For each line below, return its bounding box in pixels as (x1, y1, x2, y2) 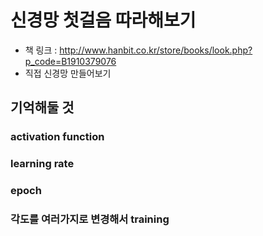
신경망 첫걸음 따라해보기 (10, 9, 197, 32)
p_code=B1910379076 (24, 55, 117, 67)
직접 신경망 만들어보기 (24, 67, 112, 79)
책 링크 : (24, 44, 58, 56)
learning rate (10, 157, 75, 171)
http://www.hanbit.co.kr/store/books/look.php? (59, 44, 253, 56)
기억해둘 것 (10, 99, 75, 116)
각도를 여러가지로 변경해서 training (10, 212, 170, 226)
